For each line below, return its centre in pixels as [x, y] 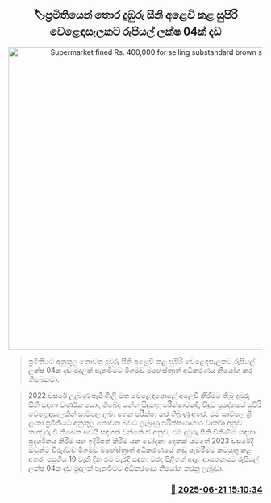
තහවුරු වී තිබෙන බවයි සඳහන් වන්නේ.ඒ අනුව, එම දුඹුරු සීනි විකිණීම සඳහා [142, 431]
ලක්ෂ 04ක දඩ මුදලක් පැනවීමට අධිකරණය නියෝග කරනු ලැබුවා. [126, 467]
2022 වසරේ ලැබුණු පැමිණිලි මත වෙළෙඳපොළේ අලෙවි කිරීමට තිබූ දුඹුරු [139, 395]
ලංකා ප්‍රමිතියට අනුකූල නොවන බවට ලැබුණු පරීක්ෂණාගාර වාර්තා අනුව [135, 422]
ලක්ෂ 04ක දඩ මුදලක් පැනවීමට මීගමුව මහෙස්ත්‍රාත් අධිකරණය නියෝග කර [140, 370]
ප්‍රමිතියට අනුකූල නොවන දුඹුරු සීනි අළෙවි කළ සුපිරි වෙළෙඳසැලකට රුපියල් [142, 361]
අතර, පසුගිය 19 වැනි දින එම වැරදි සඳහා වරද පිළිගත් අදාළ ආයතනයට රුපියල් [144, 459]
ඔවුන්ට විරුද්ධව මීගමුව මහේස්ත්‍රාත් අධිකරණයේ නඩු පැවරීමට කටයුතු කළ [140, 450]
